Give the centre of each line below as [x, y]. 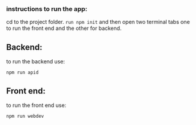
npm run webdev [25, 116]
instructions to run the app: [47, 9]
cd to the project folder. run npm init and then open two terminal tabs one [98, 22]
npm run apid [22, 73]
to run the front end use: [36, 105]
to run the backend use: [36, 62]
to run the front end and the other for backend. [64, 28]
